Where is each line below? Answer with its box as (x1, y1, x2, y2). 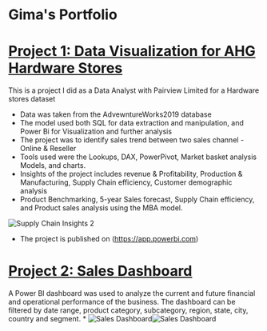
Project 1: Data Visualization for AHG (8, 42, 256, 61)
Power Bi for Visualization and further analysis (19, 126, 173, 137)
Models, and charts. (19, 161, 86, 170)
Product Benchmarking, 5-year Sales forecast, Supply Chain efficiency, (19, 194, 255, 205)
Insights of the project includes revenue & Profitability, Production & (19, 169, 243, 179)
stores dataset (8, 94, 56, 104)
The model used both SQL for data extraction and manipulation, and (19, 118, 244, 128)
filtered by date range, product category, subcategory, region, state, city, (8, 305, 249, 315)
